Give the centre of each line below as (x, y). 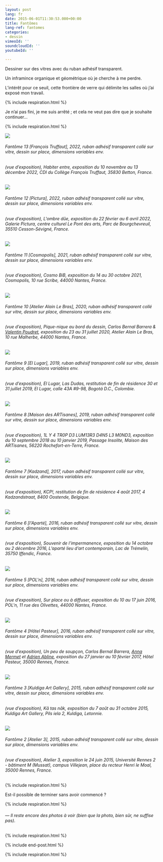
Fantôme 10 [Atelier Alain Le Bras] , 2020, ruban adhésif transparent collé (79, 306)
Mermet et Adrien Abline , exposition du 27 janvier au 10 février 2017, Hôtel (79, 657)
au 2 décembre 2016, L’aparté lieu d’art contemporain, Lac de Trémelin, (77, 548)
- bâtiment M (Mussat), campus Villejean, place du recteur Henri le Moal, (79, 765)
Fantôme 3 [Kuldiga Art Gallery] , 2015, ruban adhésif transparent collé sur (80, 688)
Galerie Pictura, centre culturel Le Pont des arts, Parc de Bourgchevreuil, (78, 224)
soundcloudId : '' (23, 46)
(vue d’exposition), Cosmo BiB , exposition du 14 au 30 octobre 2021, (74, 275)
